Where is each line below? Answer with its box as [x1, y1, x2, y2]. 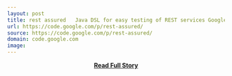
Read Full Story [93, 61, 139, 69]
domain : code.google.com [7, 36, 79, 43]
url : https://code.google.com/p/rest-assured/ [7, 23, 144, 30]
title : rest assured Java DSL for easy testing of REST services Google [7, 17, 227, 23]
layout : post [7, 10, 45, 17]
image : [7, 42, 26, 49]
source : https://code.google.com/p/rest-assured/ [7, 29, 153, 37]
